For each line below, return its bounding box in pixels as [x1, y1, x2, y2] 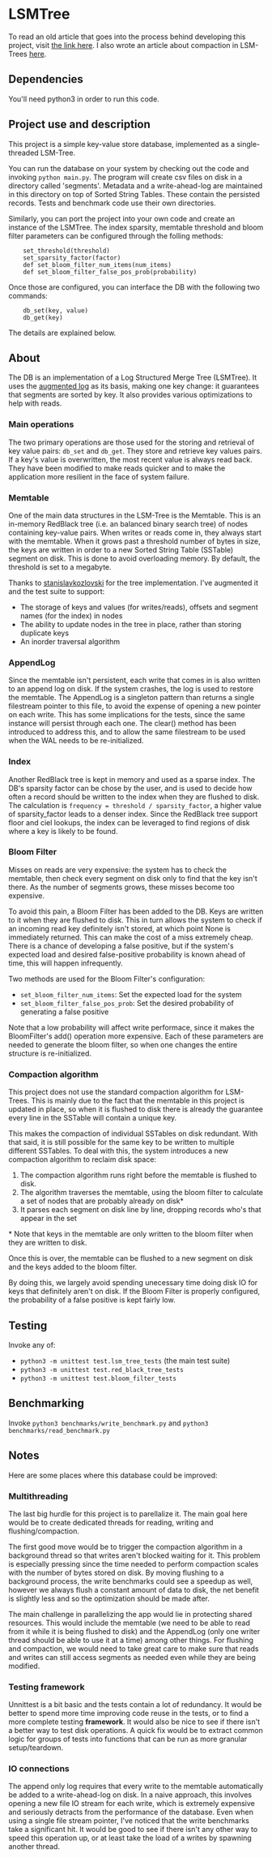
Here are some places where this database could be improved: [8, 1470, 218, 1480]
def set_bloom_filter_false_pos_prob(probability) [23, 268, 198, 276]
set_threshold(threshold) [23, 247, 111, 255]
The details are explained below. [8, 328, 117, 338]
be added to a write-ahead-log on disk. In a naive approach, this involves [8, 1790, 253, 1800]
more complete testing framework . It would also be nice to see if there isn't [8, 1717, 261, 1727]
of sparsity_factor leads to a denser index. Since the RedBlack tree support [8, 809, 258, 819]
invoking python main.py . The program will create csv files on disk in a [8, 172, 243, 182]
